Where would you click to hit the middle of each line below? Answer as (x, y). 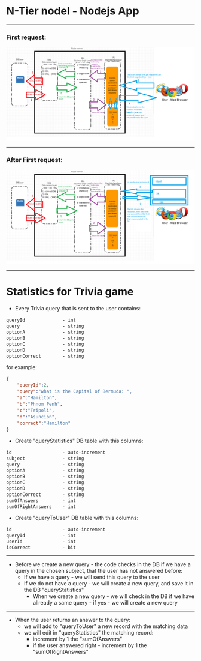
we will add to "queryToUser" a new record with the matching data (106, 626)
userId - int (41, 542)
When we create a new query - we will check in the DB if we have (114, 596)
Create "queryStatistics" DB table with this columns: (79, 441)
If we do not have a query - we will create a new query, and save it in (109, 584)
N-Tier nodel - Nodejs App (73, 11)
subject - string (45, 459)
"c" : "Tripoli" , (36, 410)
